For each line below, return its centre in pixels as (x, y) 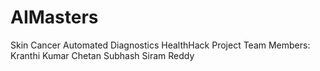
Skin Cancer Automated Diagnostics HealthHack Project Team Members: (160, 45)
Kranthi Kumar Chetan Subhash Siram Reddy (102, 55)
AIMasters (54, 17)
